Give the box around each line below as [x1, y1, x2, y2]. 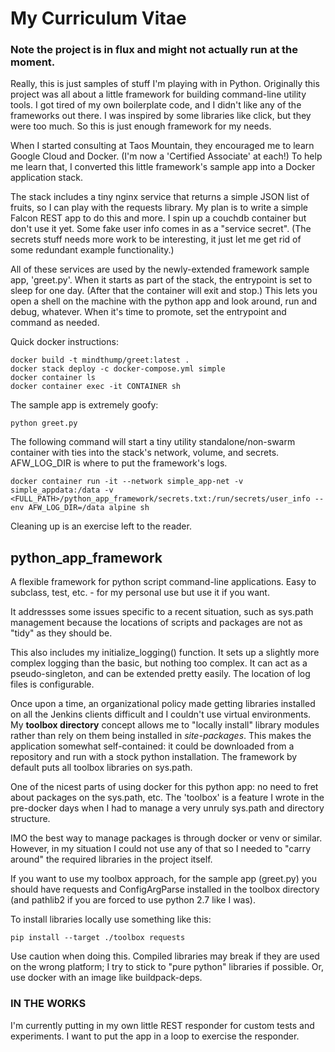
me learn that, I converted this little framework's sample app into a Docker [10, 161, 316, 173]
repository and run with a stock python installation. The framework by [10, 751, 298, 763]
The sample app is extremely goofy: [10, 399, 159, 411]
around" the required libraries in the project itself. [10, 853, 213, 866]
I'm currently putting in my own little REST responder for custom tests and [10, 1019, 315, 1031]
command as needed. [10, 317, 100, 329]
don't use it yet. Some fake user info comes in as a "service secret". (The [10, 223, 312, 235]
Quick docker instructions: [10, 336, 119, 348]
